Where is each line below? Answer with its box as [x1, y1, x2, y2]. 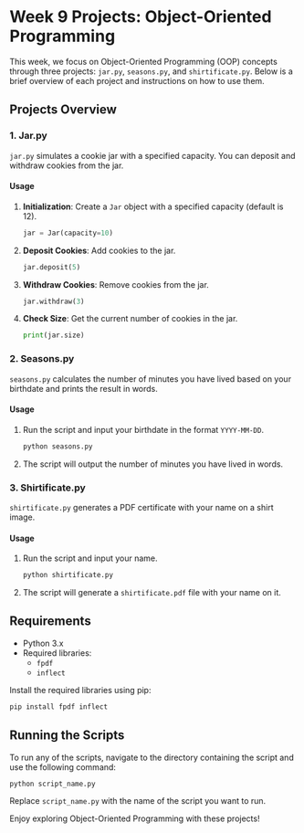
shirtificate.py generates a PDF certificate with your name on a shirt [9, 502, 274, 512]
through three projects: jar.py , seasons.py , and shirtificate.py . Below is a [9, 66, 294, 77]
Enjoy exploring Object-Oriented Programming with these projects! [9, 813, 260, 824]
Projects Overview [9, 102, 117, 118]
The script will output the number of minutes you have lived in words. [22, 459, 284, 469]
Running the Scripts [9, 728, 125, 743]
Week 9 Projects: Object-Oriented [9, 6, 272, 27]
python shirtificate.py [22, 571, 114, 580]
